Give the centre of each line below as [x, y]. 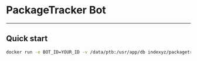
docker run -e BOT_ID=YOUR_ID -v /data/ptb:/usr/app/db [76, 52]
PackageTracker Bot [56, 10]
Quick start [27, 39]
